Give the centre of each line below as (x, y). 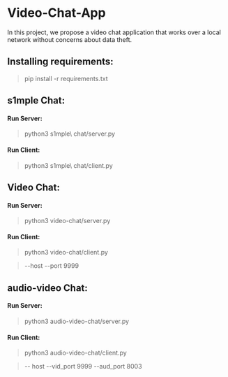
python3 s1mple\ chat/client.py (68, 165)
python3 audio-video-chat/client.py (75, 353)
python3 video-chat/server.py (67, 221)
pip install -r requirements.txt (66, 78)
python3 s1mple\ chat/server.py (70, 134)
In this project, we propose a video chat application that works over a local (114, 32)
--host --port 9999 (51, 266)
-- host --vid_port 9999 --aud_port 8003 (83, 367)
